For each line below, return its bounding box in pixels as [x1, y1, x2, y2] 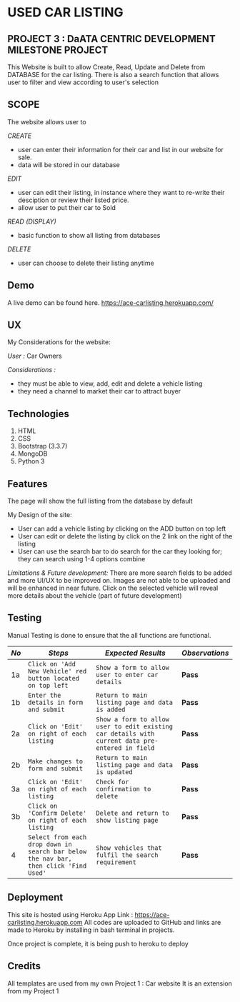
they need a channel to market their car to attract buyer [17, 387, 181, 396]
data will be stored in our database [17, 160, 120, 169]
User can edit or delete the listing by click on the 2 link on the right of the [17, 532, 233, 541]
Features [7, 478, 48, 490]
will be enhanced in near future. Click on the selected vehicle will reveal [7, 583, 219, 593]
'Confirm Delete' [28, 808, 87, 817]
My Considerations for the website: [7, 338, 111, 346]
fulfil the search [96, 851, 159, 859]
